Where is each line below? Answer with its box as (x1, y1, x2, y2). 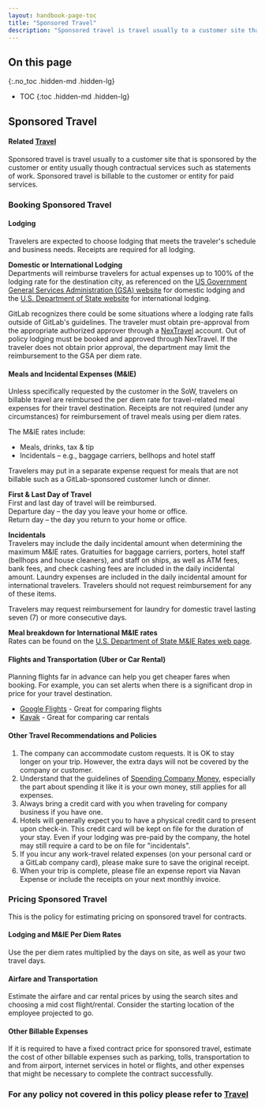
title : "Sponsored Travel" (8, 19, 97, 27)
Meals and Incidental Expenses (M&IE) (8, 369, 136, 378)
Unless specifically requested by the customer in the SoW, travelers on (8, 386, 238, 396)
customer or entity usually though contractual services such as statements (8, 163, 251, 172)
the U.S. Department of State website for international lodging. (8, 293, 211, 303)
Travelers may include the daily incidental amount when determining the (8, 539, 243, 548)
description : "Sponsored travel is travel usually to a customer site (8, 26, 245, 34)
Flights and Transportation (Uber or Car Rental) (8, 654, 166, 664)
